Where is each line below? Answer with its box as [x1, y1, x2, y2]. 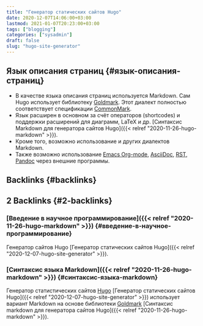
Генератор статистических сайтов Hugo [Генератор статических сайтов [6, 287, 196, 295]
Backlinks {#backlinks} [6, 175, 97, 185]
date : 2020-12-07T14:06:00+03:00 [6, 15, 92, 21]
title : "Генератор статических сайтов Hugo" [6, 9, 122, 15]
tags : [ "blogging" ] [6, 26, 56, 33]
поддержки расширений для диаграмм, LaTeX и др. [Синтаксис [15, 118, 182, 125]
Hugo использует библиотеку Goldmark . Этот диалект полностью [15, 98, 186, 106]
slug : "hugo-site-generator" [6, 44, 81, 50]
